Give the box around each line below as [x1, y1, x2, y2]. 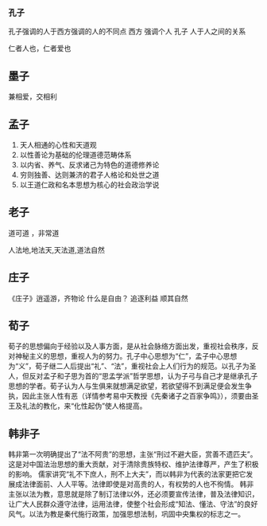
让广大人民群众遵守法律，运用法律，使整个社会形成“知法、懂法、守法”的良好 [8, 500, 258, 509]
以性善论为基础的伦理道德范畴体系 [19, 150, 132, 159]
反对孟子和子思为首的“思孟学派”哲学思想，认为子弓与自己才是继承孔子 [29, 371, 258, 381]
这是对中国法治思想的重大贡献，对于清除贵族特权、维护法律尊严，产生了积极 [8, 460, 259, 469]
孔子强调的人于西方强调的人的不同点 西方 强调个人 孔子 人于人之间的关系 [8, 26, 246, 37]
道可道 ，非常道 [8, 228, 60, 237]
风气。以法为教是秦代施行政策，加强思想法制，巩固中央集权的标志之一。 [8, 509, 245, 519]
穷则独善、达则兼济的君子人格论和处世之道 [19, 170, 160, 179]
